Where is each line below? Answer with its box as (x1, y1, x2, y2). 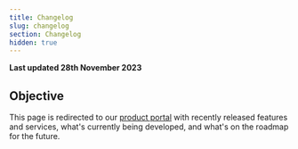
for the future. (9, 131, 60, 142)
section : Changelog (9, 29, 82, 38)
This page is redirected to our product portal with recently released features (9, 112, 288, 123)
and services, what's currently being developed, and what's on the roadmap (9, 121, 289, 132)
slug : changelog (9, 21, 69, 30)
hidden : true (9, 37, 58, 47)
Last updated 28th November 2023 (9, 62, 142, 73)
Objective (9, 88, 65, 103)
